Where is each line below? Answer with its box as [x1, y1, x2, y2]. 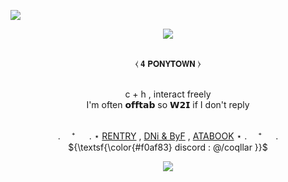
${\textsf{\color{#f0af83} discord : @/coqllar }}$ [68, 141, 268, 153]
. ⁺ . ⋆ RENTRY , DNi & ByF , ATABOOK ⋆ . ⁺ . [57, 130, 279, 142]
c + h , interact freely [124, 88, 212, 100]
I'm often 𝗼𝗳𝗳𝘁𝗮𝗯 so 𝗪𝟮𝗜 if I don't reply [86, 99, 250, 110]
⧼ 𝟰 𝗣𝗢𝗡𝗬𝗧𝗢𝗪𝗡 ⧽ [134, 58, 202, 69]
